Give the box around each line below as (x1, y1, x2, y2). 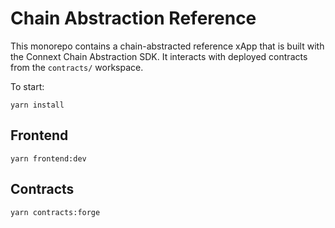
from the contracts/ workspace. (10, 61, 144, 73)
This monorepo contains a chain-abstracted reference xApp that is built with (10, 40, 325, 52)
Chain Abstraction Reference (10, 7, 257, 30)
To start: (10, 80, 45, 92)
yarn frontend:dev (10, 153, 87, 164)
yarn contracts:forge (10, 207, 101, 217)
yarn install (10, 100, 65, 110)
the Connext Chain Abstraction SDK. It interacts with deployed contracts (10, 50, 308, 62)
